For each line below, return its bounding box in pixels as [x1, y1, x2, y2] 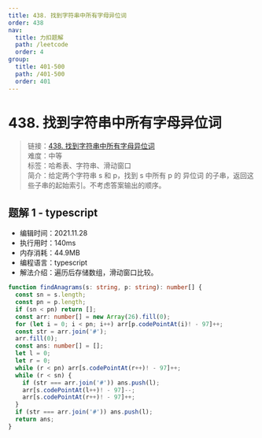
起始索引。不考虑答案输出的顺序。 [54, 180, 166, 190]
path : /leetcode [15, 41, 68, 49]
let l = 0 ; [15, 350, 51, 358]
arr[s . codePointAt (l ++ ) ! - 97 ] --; [22, 386, 135, 394]
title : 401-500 [15, 63, 65, 71]
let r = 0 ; [15, 357, 51, 365]
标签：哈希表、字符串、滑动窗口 [27, 161, 131, 170]
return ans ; [15, 415, 55, 423]
